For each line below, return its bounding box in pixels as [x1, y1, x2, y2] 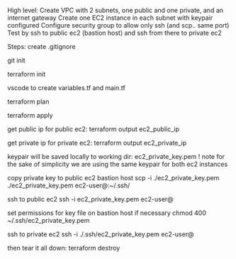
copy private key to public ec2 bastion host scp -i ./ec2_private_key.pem [7, 174, 220, 182]
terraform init [7, 70, 46, 78]
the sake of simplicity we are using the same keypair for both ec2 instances [7, 160, 228, 168]
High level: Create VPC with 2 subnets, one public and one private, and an [7, 6, 224, 14]
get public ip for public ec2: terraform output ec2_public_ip [7, 125, 179, 133]
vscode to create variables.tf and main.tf [7, 84, 125, 92]
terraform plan [7, 97, 50, 106]
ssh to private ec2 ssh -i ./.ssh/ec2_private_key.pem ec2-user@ [7, 230, 194, 238]
